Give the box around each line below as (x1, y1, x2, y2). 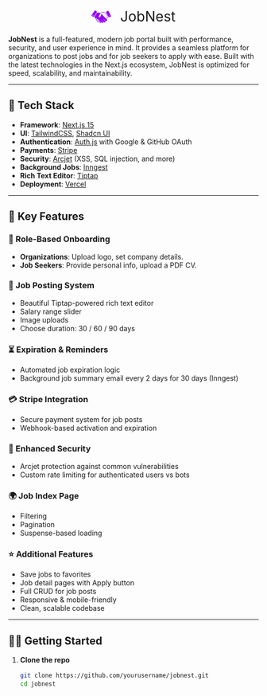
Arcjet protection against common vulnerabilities (19, 461, 179, 471)
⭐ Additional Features (8, 548, 94, 559)
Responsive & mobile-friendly (19, 595, 117, 604)
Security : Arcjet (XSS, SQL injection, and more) (19, 154, 176, 163)
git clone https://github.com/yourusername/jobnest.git (19, 671, 209, 680)
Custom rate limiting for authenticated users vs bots (19, 470, 190, 479)
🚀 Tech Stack (8, 99, 75, 112)
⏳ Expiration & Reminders (8, 344, 109, 355)
